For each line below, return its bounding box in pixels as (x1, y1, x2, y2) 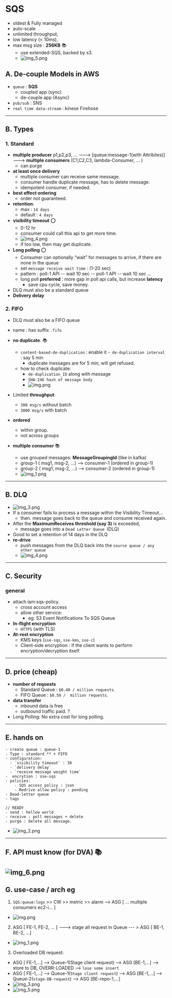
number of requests (12, 681, 56, 687)
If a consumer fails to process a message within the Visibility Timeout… (12, 510, 163, 516)
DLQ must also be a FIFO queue (12, 317, 80, 323)
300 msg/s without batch (20, 401, 72, 408)
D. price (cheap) (5, 667, 58, 676)
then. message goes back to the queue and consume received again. (20, 515, 166, 521)
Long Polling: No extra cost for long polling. (12, 714, 104, 720)
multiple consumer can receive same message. (20, 174, 120, 180)
